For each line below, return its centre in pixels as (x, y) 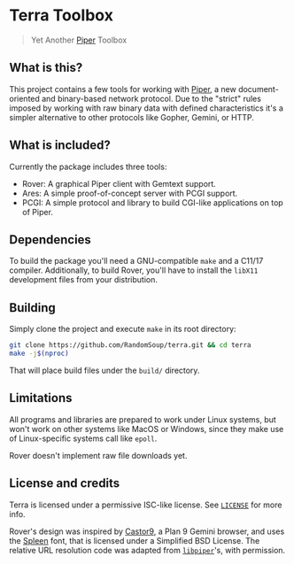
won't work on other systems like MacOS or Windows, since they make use (147, 429)
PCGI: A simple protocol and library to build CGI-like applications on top (152, 202)
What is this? (46, 68)
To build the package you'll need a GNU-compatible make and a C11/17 (136, 261)
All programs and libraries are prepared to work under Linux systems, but (143, 419)
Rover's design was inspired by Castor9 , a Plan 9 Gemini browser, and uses (147, 531)
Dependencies (50, 240)
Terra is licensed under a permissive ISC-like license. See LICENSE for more (146, 505)
